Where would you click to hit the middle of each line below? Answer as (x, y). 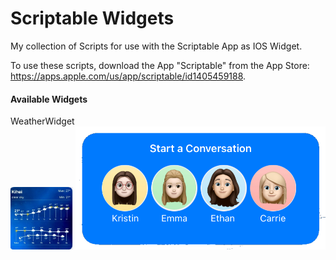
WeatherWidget (42, 121)
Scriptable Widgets (92, 18)
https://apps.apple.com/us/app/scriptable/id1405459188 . (128, 76)
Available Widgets (49, 99)
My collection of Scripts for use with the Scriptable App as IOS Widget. (156, 46)
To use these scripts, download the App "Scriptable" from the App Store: (160, 65)
